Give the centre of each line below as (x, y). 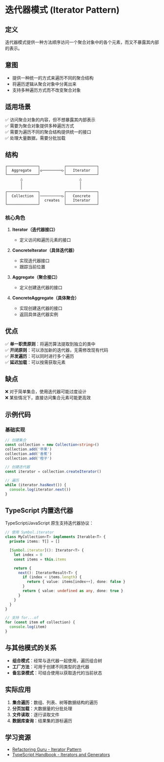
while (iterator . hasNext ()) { (36, 485)
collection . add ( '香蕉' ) (29, 454)
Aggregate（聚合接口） (36, 277)
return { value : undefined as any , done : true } (73, 591)
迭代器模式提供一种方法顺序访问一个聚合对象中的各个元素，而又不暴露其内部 (82, 42)
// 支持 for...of (22, 618)
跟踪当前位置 (32, 267)
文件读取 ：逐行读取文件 (36, 714)
